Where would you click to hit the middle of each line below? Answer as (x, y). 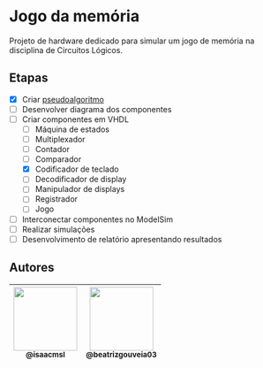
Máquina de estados (72, 129)
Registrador (56, 199)
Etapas (29, 78)
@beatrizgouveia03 (121, 355)
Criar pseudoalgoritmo (63, 99)
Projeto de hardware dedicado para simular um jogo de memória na (132, 41)
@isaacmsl (45, 355)
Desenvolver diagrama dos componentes (97, 109)
